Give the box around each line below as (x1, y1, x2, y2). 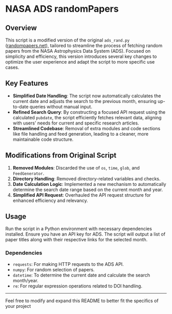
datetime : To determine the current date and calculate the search (12, 272, 150, 278)
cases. (5, 65, 19, 70)
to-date (12, 103, 29, 110)
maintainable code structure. (12, 136, 74, 142)
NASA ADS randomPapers (5, 3, 119, 15)
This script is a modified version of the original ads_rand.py (5, 37, 130, 43)
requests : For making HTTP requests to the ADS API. (12, 261, 124, 267)
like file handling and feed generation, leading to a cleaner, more (12, 131, 148, 137)
